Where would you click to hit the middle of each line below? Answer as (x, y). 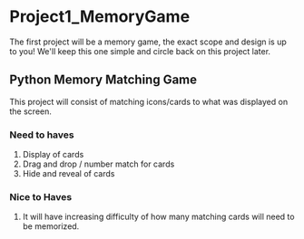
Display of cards (53, 155)
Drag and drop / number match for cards (98, 164)
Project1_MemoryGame (100, 17)
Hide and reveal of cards (69, 174)
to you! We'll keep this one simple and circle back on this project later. (140, 51)
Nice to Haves (41, 196)
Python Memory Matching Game (103, 80)
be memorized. (51, 226)
